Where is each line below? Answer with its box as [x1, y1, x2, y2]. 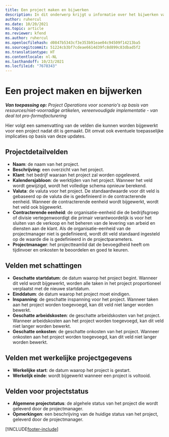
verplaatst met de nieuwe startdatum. [12, 285, 91, 291]
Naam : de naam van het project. [12, 161, 79, 167]
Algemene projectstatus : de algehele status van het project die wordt [12, 400, 158, 406]
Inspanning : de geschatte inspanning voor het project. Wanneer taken [12, 296, 158, 302]
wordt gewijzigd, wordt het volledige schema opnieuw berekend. [12, 182, 147, 189]
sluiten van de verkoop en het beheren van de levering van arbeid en [12, 220, 155, 226]
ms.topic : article [5, 26, 44, 31]
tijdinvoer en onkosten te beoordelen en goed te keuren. [12, 246, 129, 253]
